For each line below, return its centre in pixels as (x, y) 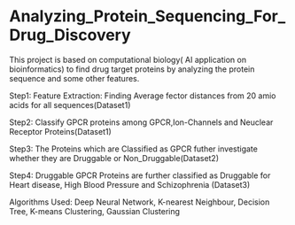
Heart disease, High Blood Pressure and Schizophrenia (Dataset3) (130, 184)
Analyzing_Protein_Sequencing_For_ (147, 16)
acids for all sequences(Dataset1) (70, 105)
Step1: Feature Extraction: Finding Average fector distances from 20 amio (143, 96)
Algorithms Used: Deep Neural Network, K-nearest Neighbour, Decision (140, 202)
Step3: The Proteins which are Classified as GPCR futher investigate (134, 149)
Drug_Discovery (70, 35)
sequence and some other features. (74, 78)
